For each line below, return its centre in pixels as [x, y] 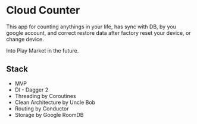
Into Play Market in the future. [43, 50]
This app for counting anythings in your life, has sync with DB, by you [91, 27]
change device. [25, 39]
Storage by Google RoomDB [49, 115]
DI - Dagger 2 [32, 90]
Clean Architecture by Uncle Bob [55, 102]
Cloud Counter [43, 10]
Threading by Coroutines [45, 96]
